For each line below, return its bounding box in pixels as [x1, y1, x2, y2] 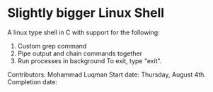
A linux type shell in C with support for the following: [7, 28, 161, 37]
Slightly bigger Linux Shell [7, 5, 165, 21]
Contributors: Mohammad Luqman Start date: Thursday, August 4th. [7, 70, 207, 79]
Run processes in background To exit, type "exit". [17, 56, 162, 65]
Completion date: [7, 77, 58, 86]
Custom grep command [17, 41, 87, 50]
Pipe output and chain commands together [17, 49, 143, 58]
